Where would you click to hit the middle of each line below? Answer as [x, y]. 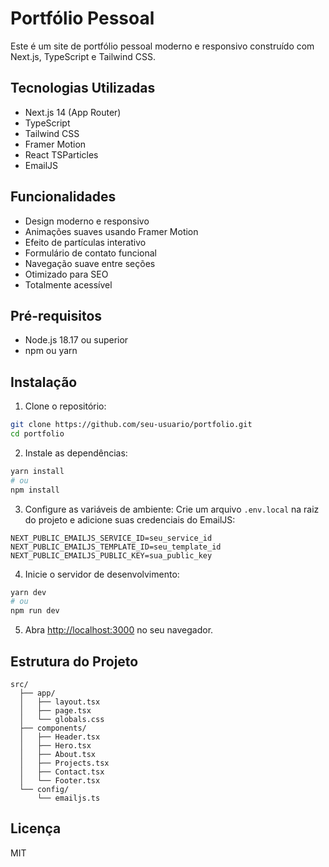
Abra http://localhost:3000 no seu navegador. [119, 630]
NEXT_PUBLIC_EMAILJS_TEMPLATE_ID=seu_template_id [116, 547]
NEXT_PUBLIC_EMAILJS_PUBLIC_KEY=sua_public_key [111, 555]
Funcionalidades [63, 197]
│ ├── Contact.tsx [62, 772]
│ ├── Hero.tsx [55, 746]
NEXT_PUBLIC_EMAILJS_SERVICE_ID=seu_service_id [111, 538]
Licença [36, 828]
